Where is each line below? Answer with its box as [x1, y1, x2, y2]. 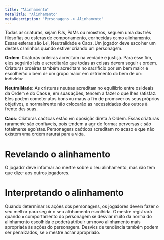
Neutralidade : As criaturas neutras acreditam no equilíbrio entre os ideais [5, 85, 154, 91]
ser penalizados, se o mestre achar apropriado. [5, 229, 100, 236]
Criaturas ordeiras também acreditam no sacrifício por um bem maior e [5, 65, 148, 71]
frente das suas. [5, 106, 38, 112]
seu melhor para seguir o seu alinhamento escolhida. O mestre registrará [5, 209, 152, 214]
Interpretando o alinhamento [5, 187, 124, 198]
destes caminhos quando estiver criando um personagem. [5, 45, 123, 52]
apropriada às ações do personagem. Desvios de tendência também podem [5, 224, 159, 230]
